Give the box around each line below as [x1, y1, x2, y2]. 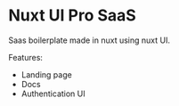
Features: [8, 52, 44, 62]
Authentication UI [20, 88, 85, 99]
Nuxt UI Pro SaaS [8, 5, 137, 26]
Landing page [20, 69, 72, 80]
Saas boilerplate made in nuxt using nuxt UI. [8, 35, 171, 45]
